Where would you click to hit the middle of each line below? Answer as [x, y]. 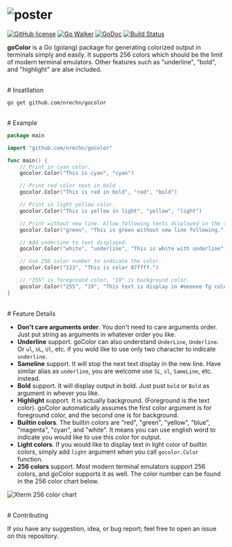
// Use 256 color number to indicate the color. [91, 261]
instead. [29, 378]
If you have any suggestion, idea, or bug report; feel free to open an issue [112, 528]
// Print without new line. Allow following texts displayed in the [120, 223]
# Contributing [28, 515]
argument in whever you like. [58, 393]
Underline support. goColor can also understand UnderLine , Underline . [118, 341]
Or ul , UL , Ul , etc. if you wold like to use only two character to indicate [116, 349]
